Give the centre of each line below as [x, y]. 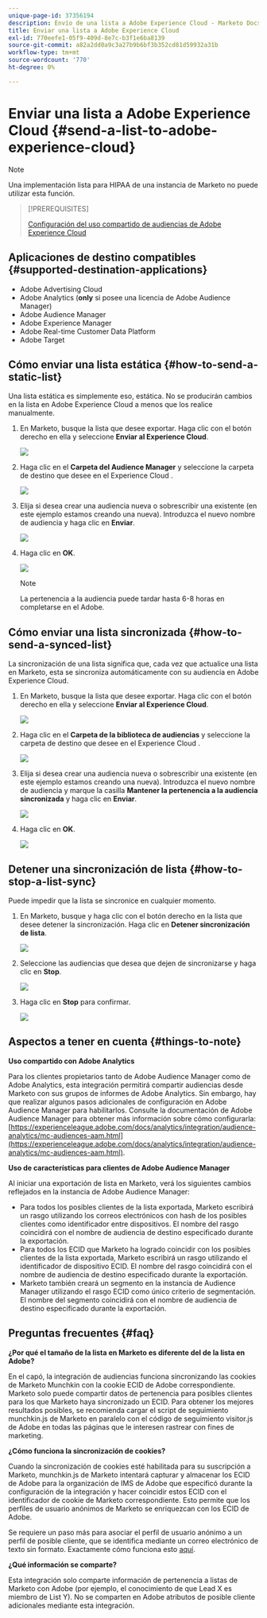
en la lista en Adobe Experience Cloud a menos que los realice [110, 404]
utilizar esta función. [42, 193]
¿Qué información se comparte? [63, 1564]
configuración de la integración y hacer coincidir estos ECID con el [118, 1492]
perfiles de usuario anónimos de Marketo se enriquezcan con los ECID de [129, 1508]
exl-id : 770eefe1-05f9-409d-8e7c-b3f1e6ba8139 [87, 38]
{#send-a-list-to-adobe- [134, 130]
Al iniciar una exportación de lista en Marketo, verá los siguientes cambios [130, 1183]
